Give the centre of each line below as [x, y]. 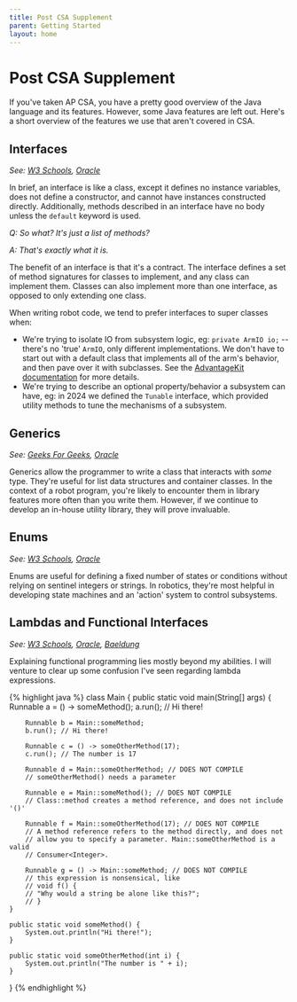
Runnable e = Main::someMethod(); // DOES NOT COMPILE [129, 793]
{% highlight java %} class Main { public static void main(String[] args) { [141, 697]
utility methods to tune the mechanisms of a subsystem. [125, 405]
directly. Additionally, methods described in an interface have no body [137, 207]
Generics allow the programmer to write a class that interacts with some [141, 472]
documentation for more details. [81, 377]
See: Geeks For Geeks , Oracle [64, 454]
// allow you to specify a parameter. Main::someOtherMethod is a [150, 839]
